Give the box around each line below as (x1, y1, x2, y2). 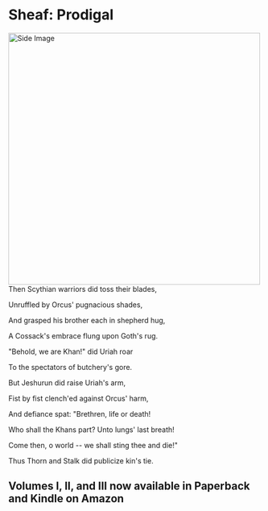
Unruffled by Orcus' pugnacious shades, (8, 300, 143, 310)
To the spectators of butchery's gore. (8, 362, 133, 372)
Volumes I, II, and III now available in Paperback (8, 480, 250, 493)
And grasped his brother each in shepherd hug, (8, 315, 166, 325)
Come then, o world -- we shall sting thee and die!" (8, 440, 179, 450)
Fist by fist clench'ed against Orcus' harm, (8, 393, 149, 403)
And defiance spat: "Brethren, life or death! (8, 409, 151, 418)
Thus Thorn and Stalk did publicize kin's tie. (8, 455, 155, 465)
